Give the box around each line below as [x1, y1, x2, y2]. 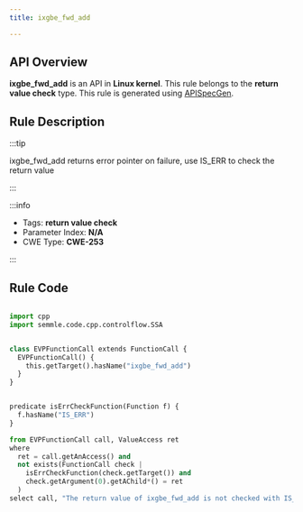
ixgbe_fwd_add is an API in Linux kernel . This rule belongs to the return [9, 78, 279, 89]
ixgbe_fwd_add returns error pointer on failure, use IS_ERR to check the [9, 155, 275, 167]
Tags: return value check [22, 217, 118, 228]
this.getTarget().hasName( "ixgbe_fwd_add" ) [25, 361, 192, 370]
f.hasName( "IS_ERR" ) [17, 411, 95, 420]
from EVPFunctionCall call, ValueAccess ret [9, 434, 179, 444]
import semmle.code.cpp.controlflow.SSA [9, 320, 164, 329]
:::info [9, 200, 31, 211]
